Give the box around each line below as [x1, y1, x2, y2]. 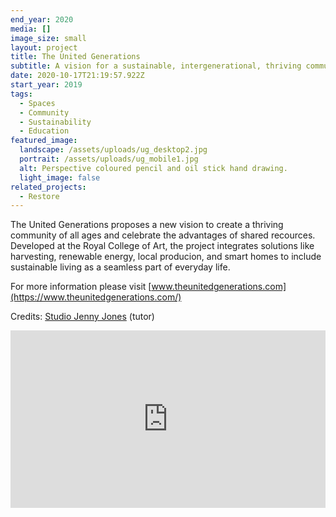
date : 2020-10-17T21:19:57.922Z [10, 71, 145, 81]
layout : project [10, 42, 78, 53]
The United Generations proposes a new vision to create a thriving [10, 219, 284, 231]
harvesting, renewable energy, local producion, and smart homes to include [10, 251, 322, 263]
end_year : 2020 [10, 14, 74, 25]
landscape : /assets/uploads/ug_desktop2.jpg [19, 145, 208, 155]
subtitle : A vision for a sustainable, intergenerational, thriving [10, 61, 302, 71]
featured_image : [10, 136, 78, 146]
